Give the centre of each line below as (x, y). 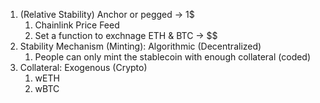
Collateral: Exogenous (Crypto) (83, 67)
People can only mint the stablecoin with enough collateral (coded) (173, 57)
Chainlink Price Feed (77, 25)
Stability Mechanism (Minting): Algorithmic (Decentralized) (140, 46)
